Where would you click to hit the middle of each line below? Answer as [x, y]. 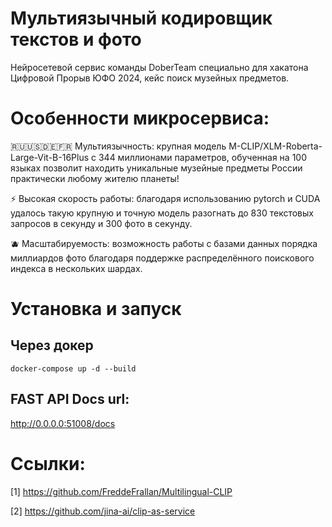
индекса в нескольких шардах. [76, 268]
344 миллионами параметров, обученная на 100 [202, 157]
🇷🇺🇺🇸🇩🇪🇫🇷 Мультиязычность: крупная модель [118, 146]
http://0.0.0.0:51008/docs [63, 423]
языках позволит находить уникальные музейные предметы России [156, 168]
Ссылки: [48, 463]
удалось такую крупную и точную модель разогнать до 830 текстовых [162, 213]
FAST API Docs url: [70, 399]
